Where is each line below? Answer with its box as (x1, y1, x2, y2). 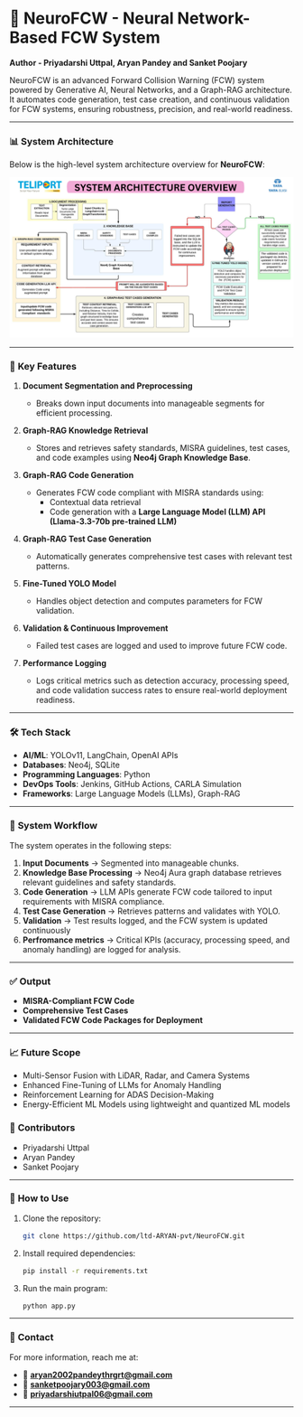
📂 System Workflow (9, 820, 97, 832)
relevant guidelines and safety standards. (22, 877, 177, 887)
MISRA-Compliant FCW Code (22, 995, 135, 1006)
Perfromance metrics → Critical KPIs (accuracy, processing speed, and (22, 934, 290, 945)
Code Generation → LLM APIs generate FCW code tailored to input (22, 886, 272, 897)
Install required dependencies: (22, 1247, 136, 1259)
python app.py (22, 1301, 76, 1310)
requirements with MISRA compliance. (22, 896, 165, 906)
